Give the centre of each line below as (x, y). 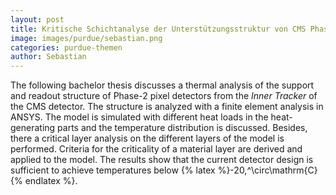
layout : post (37, 19)
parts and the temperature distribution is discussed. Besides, (182, 128)
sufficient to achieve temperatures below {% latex (113, 170)
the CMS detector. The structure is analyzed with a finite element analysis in (167, 107)
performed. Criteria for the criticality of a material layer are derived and (156, 149)
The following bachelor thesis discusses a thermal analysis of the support (162, 85)
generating (33, 128)
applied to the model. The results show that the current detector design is (162, 160)
